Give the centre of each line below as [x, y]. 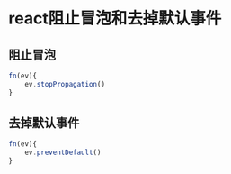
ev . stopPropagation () [65, 84]
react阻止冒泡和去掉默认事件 [115, 18]
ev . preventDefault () [63, 153]
